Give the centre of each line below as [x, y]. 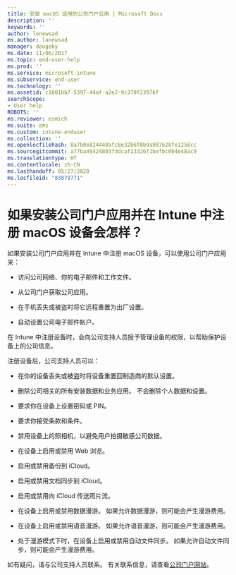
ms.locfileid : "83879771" [45, 178]
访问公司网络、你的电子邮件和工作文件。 [76, 277]
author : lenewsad [33, 34]
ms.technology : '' [34, 86]
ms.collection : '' [34, 138]
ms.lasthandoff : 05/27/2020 [49, 171]
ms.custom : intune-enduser [47, 132]
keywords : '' [26, 27]
